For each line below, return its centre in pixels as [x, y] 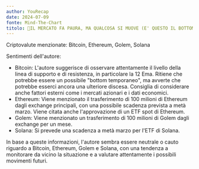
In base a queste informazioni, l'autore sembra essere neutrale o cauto [92, 142]
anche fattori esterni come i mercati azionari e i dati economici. [92, 93]
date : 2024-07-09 [28, 17]
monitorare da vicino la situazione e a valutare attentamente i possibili [91, 155]
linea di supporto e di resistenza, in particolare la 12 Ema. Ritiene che [98, 74]
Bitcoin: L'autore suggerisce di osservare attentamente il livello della [98, 68]
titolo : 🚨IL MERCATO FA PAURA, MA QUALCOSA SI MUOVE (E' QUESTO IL [91, 28]
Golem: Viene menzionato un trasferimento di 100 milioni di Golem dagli [102, 118]
